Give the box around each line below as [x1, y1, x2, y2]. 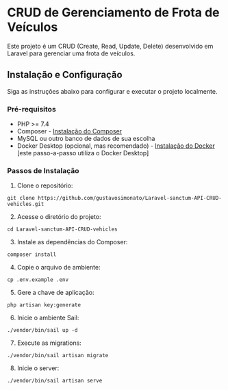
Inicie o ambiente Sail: [16, 313, 79, 322]
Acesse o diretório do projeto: [16, 213, 101, 221]
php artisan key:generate [7, 302, 81, 309]
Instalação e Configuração [7, 69, 123, 81]
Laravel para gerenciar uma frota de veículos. [7, 49, 136, 57]
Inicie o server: [16, 364, 60, 372]
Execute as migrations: [16, 339, 82, 347]
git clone [7, 195, 36, 202]
